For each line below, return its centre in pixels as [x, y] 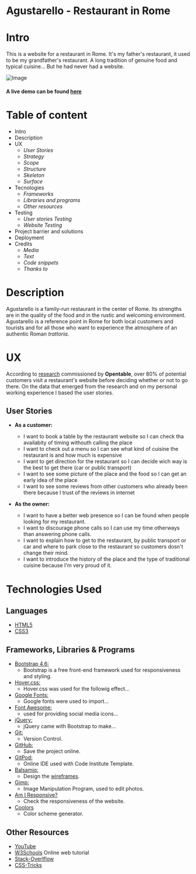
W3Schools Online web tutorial [52, 852]
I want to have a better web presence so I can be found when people [106, 515]
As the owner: [32, 504]
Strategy [34, 156]
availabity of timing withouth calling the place [78, 443]
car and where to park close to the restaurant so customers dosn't [103, 547]
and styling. [37, 677]
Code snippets [41, 262]
